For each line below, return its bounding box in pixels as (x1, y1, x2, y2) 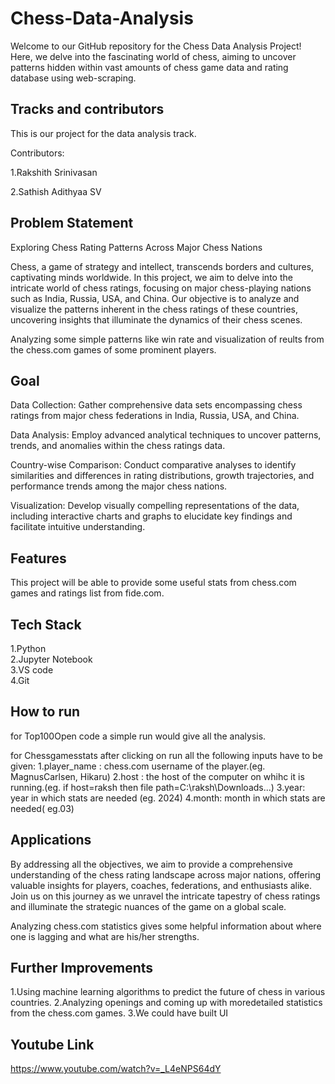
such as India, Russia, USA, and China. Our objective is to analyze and (10, 292, 300, 304)
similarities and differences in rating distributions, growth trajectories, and (10, 470, 315, 482)
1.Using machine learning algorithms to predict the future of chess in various (10, 986, 326, 998)
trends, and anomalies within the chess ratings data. (10, 440, 226, 452)
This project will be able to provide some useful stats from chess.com (10, 577, 297, 589)
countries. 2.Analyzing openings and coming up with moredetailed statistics (10, 997, 323, 1009)
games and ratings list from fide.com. (10, 587, 165, 599)
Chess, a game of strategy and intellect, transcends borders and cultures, (10, 260, 315, 272)
